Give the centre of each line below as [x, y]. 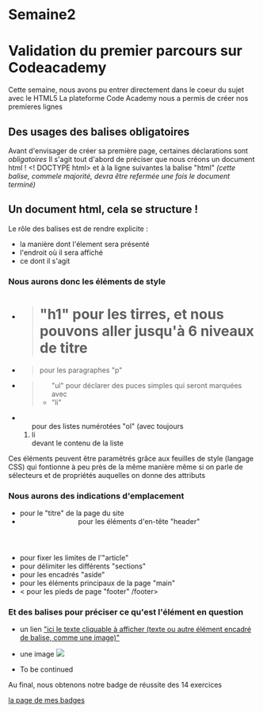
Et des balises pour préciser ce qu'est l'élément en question [126, 611]
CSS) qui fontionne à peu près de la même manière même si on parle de [126, 467]
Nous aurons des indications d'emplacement [96, 495]
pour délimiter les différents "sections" [83, 566]
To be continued [46, 669]
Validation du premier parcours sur [126, 51]
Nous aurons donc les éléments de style [87, 281]
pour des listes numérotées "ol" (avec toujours [107, 426]
